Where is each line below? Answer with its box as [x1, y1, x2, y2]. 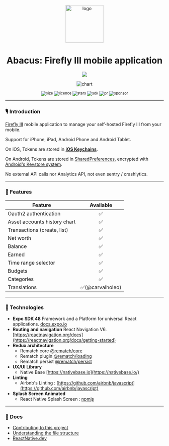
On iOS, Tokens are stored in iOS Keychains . [5, 146, 98, 152]
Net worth [8, 234, 32, 241]
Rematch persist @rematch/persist [20, 358, 92, 364]
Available [90, 202, 113, 209]
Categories [8, 275, 34, 282]
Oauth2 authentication [8, 210, 61, 217]
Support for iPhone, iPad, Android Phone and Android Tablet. [5, 137, 132, 143]
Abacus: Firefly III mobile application [7, 55, 162, 67]
